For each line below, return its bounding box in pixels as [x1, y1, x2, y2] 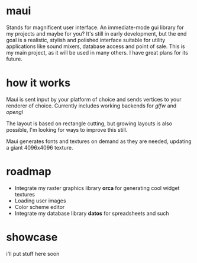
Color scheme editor [14, 203, 65, 210]
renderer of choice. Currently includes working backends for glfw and [6, 102, 177, 109]
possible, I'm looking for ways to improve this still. [6, 126, 128, 133]
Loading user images [14, 197, 66, 204]
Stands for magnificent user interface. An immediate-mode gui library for [6, 24, 185, 31]
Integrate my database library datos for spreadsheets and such [14, 210, 170, 217]
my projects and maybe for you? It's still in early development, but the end [6, 30, 187, 37]
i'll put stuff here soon [6, 250, 60, 257]
